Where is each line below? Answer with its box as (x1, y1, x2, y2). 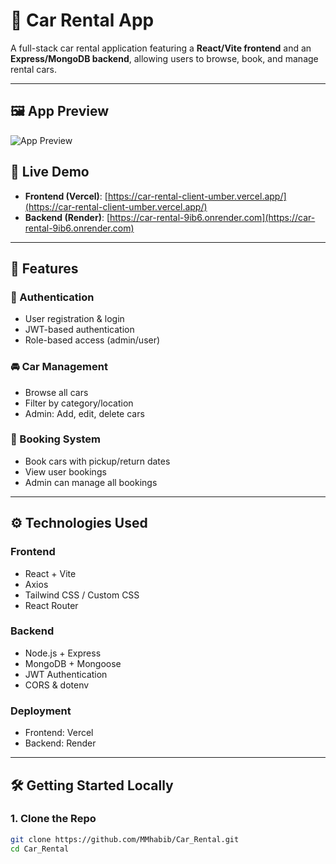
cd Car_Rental (10, 844, 70, 854)
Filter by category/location (24, 397, 134, 409)
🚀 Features (10, 260, 79, 277)
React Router (24, 599, 79, 611)
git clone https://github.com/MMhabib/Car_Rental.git (10, 834, 240, 844)
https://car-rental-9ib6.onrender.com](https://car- (109, 211, 316, 223)
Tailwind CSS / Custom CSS (24, 589, 140, 601)
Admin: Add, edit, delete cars (24, 407, 145, 419)
